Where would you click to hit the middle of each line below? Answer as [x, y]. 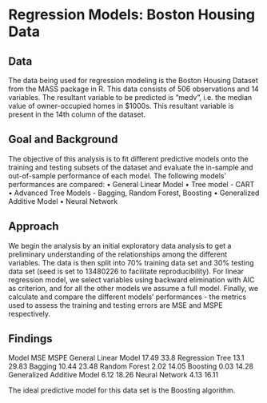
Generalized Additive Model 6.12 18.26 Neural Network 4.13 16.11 [113, 375]
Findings [31, 339]
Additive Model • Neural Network [63, 201]
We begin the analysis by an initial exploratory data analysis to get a [120, 245]
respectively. [29, 313]
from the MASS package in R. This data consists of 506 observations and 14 [134, 89]
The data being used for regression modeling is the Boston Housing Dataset [133, 80]
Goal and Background [63, 140]
